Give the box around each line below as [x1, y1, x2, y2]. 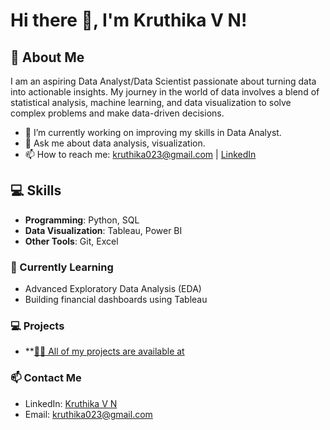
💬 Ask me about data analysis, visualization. [24, 137, 206, 149]
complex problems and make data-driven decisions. [10, 107, 225, 119]
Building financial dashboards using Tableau [24, 294, 208, 306]
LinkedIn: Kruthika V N [24, 397, 118, 409]
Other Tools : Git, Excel [24, 235, 119, 247]
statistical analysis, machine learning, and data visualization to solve [10, 97, 292, 108]
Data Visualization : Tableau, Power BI [24, 224, 183, 236]
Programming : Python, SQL [24, 214, 140, 226]
